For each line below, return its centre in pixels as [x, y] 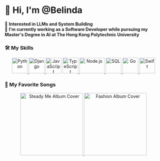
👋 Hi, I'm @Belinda [44, 10]
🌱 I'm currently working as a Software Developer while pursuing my [76, 29]
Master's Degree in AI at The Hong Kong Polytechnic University [72, 34]
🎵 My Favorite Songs [30, 85]
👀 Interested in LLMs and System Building [49, 24]
